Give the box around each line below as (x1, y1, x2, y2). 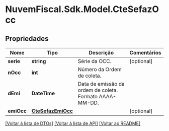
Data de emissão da (77, 81, 125, 87)
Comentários (129, 49, 161, 56)
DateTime (31, 90, 55, 97)
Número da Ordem (77, 66, 122, 73)
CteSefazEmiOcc (31, 107, 73, 114)
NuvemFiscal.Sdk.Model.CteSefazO (5, 4, 159, 15)
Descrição (89, 49, 114, 56)
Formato (77, 93, 98, 100)
